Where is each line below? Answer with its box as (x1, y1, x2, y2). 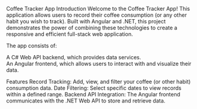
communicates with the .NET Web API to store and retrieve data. (6, 97, 166, 104)
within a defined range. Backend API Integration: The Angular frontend (6, 91, 181, 98)
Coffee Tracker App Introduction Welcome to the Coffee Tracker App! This (6, 5, 190, 12)
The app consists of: (6, 42, 57, 49)
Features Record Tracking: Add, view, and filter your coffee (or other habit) (6, 78, 191, 85)
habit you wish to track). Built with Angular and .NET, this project (6, 18, 166, 25)
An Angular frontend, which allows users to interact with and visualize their (6, 60, 192, 67)
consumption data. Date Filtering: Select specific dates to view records (6, 84, 182, 92)
